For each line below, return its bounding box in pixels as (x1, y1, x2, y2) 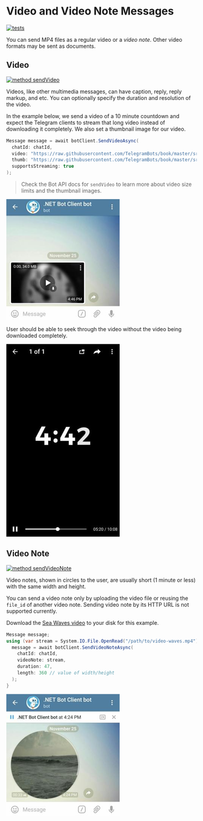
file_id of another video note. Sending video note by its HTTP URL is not (6, 601, 189, 608)
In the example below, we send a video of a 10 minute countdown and (6, 112, 180, 119)
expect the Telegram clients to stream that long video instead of (6, 119, 166, 126)
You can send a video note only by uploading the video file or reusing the (6, 595, 188, 602)
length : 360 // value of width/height (17, 670, 115, 676)
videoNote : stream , (17, 657, 66, 664)
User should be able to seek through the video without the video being (6, 326, 182, 332)
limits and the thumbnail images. (21, 187, 102, 194)
